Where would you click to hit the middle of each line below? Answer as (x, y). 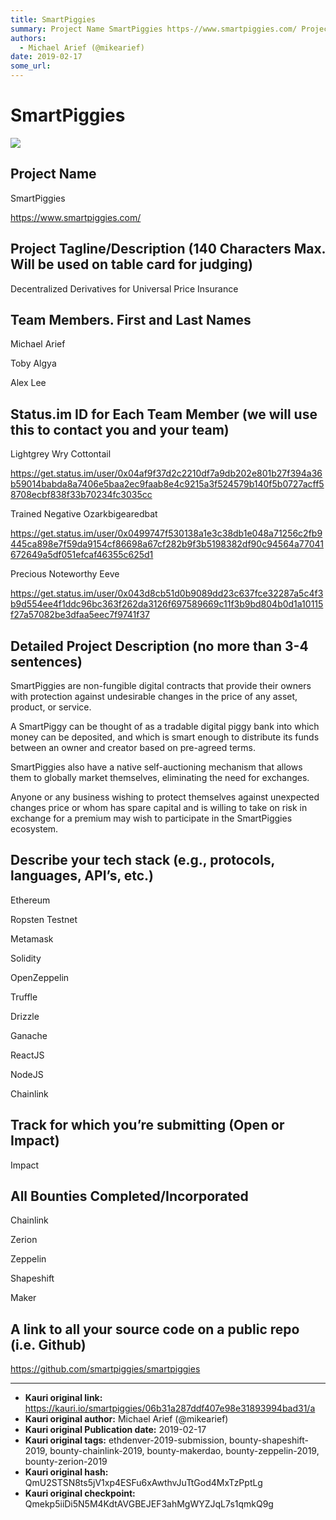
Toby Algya (33, 363)
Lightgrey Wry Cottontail (61, 454)
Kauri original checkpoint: (80, 1493)
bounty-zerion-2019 (66, 1462)
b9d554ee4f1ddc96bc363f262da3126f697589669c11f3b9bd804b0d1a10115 (167, 604)
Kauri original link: (63, 1398)
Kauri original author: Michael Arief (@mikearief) (126, 1419)
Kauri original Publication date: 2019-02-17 (115, 1430)
